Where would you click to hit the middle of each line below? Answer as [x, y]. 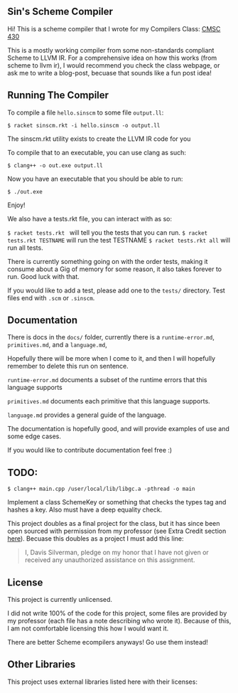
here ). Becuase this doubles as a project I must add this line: [96, 539]
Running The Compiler [58, 95]
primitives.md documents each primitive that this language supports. [109, 401]
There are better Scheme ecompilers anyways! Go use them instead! [108, 642]
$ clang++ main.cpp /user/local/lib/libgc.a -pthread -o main [101, 489]
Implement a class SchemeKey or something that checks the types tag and [117, 502]
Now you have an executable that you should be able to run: [95, 179]
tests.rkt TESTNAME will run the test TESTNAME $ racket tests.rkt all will [119, 240]
